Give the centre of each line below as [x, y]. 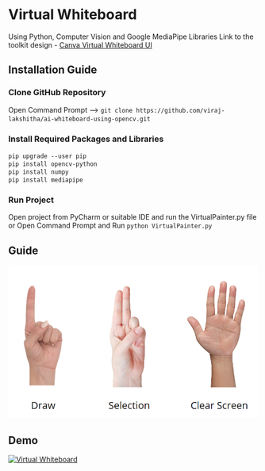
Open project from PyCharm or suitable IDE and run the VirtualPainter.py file [132, 217]
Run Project [31, 200]
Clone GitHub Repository [57, 93]
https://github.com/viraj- [181, 110]
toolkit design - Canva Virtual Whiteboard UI [81, 44]
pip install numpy [38, 172]
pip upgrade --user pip [48, 156]
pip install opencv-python [53, 164]
